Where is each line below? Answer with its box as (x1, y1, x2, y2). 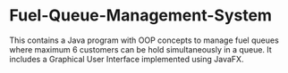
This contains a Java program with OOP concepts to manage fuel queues (9, 35, 279, 45)
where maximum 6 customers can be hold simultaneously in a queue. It (9, 44, 273, 54)
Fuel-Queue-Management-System (9, 5, 273, 26)
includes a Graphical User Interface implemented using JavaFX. (9, 53, 244, 64)
